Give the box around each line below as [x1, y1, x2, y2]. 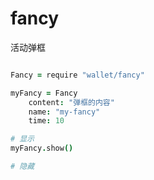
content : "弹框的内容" [28, 97, 115, 107]
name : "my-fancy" [28, 107, 101, 117]
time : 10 [28, 116, 65, 126]
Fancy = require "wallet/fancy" [10, 70, 145, 80]
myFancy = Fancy [10, 88, 78, 98]
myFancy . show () [10, 143, 74, 154]
